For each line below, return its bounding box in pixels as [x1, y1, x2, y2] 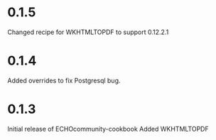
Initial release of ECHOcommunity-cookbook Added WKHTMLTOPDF [7, 124, 209, 133]
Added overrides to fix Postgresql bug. [7, 76, 121, 85]
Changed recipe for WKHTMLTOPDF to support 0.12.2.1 [7, 28, 169, 36]
